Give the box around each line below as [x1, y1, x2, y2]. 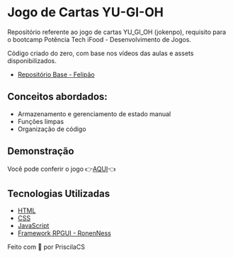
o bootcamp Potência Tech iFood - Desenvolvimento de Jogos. [7, 35, 191, 43]
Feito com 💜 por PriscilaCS [7, 242, 85, 252]
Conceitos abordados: [7, 91, 108, 103]
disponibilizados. [7, 56, 57, 64]
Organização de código [17, 125, 86, 133]
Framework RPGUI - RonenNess [17, 229, 111, 237]
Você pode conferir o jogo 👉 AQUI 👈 [7, 164, 115, 173]
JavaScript [17, 221, 50, 230]
